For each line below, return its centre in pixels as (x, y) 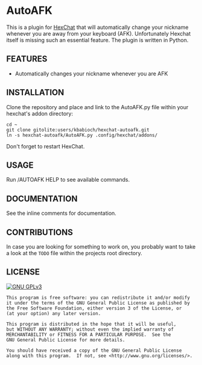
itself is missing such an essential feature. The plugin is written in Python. (97, 40)
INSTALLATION (35, 93)
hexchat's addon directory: (40, 113)
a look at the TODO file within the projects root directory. (74, 253)
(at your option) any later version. (54, 313)
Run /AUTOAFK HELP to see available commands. (68, 180)
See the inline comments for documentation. (61, 213)
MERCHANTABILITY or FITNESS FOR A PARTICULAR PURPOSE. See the (89, 335)
